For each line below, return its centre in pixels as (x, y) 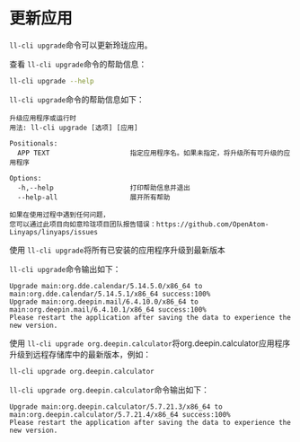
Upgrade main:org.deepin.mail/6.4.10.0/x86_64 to (104, 302)
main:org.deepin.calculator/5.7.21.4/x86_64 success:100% (120, 414)
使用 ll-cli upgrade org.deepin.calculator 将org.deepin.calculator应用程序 (150, 343)
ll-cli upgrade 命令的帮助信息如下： (77, 99)
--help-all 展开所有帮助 (94, 197)
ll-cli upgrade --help (52, 81)
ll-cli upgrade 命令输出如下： (65, 269)
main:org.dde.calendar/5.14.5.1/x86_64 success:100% (110, 294)
